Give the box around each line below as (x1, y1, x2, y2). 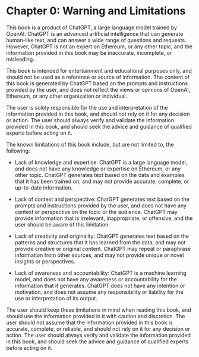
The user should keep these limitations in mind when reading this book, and (6, 306, 191, 313)
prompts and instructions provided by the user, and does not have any (14, 201, 187, 209)
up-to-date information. (14, 184, 73, 191)
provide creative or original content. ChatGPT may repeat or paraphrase (14, 245, 191, 252)
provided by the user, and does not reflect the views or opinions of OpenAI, (6, 86, 191, 93)
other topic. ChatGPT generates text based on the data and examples (14, 171, 185, 178)
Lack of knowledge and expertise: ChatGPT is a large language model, (14, 159, 188, 166)
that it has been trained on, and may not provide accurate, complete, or (14, 178, 189, 185)
